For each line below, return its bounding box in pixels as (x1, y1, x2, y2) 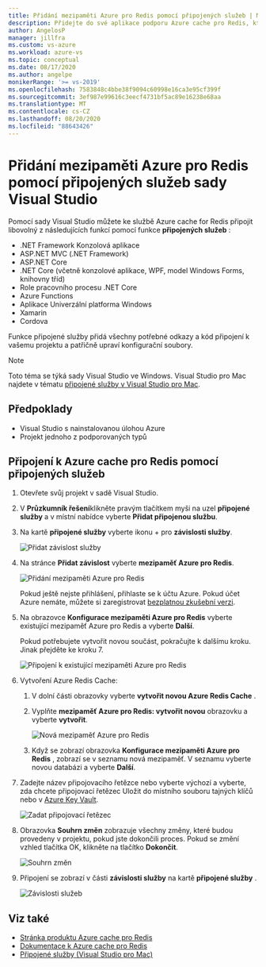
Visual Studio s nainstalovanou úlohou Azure (19, 423, 165, 433)
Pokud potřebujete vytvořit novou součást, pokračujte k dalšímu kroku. (19, 637, 251, 646)
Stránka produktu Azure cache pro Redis (19, 933, 153, 942)
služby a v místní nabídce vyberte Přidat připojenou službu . (19, 512, 218, 522)
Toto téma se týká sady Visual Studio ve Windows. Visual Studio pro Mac (8, 371, 247, 380)
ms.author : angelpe (8, 71, 73, 79)
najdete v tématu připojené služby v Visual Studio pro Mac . (8, 379, 200, 389)
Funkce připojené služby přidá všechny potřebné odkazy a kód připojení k (8, 331, 250, 341)
